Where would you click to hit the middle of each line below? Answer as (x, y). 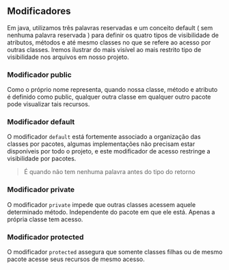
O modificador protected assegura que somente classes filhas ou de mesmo (115, 252)
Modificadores (39, 11)
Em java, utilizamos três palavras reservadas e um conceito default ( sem (110, 27)
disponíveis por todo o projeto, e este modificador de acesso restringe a (109, 151)
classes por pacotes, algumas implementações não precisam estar (101, 144)
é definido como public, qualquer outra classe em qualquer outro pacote (109, 97)
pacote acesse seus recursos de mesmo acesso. (76, 259)
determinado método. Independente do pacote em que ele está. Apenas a (111, 212)
